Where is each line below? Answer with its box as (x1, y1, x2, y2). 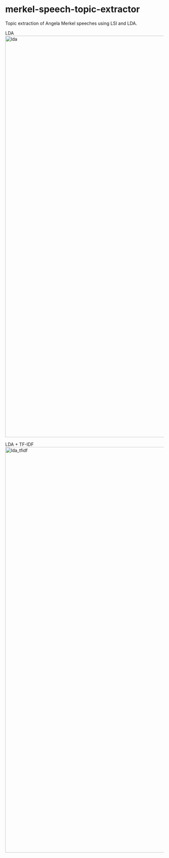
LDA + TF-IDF (5, 441, 34, 447)
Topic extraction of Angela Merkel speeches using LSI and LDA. (5, 20, 137, 26)
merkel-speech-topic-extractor (5, 4, 140, 15)
